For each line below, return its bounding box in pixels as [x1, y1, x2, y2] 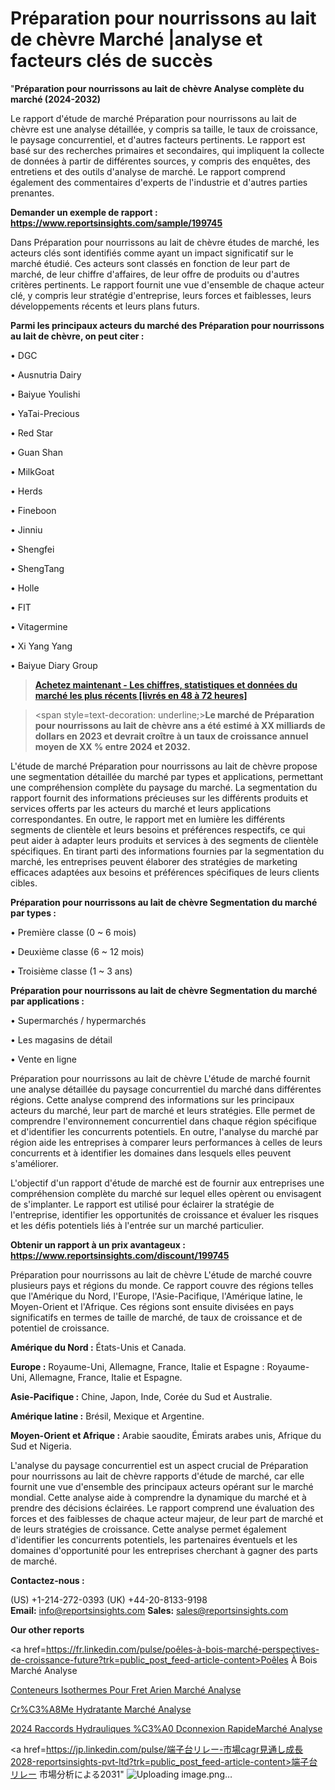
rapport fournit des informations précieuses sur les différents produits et [10, 792, 309, 804]
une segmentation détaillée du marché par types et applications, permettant [10, 770, 324, 782]
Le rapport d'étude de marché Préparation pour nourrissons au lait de [10, 112, 298, 124]
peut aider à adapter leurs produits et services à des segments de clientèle [10, 834, 319, 846]
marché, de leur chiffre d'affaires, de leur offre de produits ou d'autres [10, 268, 300, 280]
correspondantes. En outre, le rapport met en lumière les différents [10, 813, 286, 825]
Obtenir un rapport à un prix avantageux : [10, 1238, 186, 1251]
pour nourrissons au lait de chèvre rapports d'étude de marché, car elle [10, 1470, 305, 1482]
